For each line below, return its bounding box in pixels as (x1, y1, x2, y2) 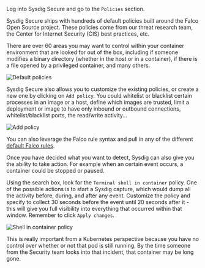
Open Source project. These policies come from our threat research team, (6, 24, 193, 31)
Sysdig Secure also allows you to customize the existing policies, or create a (6, 85, 199, 93)
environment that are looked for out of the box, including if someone (6, 49, 179, 56)
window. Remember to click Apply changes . (6, 211, 115, 219)
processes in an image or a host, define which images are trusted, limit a (6, 98, 190, 106)
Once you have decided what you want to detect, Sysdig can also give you (6, 154, 195, 161)
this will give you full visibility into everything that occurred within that (6, 205, 182, 212)
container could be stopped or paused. (6, 167, 105, 174)
